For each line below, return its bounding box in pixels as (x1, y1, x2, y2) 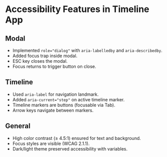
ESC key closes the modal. (12, 58, 68, 64)
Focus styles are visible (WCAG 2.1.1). (12, 140, 90, 146)
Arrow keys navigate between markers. (12, 107, 94, 113)
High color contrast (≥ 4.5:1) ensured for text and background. (12, 135, 141, 141)
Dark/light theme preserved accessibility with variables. (12, 145, 128, 151)
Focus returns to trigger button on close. (12, 64, 96, 69)
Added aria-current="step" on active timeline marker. (12, 96, 125, 102)
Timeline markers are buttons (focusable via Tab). (12, 102, 115, 108)
